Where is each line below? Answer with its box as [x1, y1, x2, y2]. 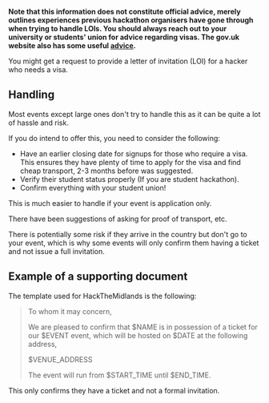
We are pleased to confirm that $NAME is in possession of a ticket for [27, 322, 259, 332]
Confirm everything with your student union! [19, 183, 167, 192]
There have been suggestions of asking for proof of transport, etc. [8, 214, 227, 224]
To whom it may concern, [27, 306, 112, 316]
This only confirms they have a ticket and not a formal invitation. [8, 385, 220, 395]
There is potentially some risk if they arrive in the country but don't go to [8, 229, 247, 239]
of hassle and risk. [8, 118, 70, 127]
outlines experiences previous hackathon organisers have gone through [8, 15, 254, 25]
